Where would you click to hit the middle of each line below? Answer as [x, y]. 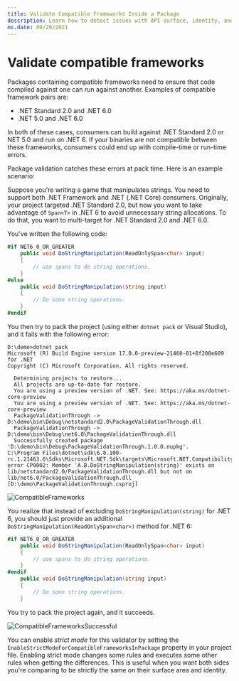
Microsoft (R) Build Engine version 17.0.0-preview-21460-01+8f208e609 [116, 353]
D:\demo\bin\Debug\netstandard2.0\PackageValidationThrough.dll [105, 422]
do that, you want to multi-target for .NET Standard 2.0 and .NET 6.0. [108, 220]
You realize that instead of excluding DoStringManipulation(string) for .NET [119, 511]
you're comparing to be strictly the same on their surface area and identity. [117, 670]
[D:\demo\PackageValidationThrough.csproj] [73, 484]
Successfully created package [58, 440]
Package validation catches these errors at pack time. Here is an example [115, 168]
